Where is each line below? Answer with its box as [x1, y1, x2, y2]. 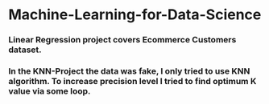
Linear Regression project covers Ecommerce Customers [8, 34, 237, 46]
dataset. [8, 44, 42, 55]
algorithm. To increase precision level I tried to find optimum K [8, 76, 257, 87]
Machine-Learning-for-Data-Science [8, 6, 262, 24]
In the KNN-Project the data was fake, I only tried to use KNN [8, 66, 250, 77]
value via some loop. [8, 86, 91, 97]
